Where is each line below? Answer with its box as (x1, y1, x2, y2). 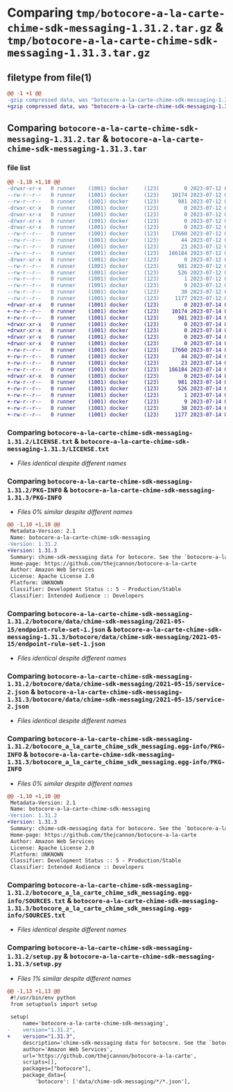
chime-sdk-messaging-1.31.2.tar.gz (7, 22, 213, 35)
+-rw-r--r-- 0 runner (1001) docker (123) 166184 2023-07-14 (7, 366, 222, 373)
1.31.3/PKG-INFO (7, 493, 62, 502)
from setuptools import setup (10, 1000, 98, 1008)
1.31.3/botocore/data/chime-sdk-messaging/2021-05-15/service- (7, 696, 225, 703)
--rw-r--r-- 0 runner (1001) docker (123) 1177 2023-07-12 (7, 295, 222, 302)
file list (7, 163, 31, 172)
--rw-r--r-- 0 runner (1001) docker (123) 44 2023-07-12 (7, 237, 222, 244)
